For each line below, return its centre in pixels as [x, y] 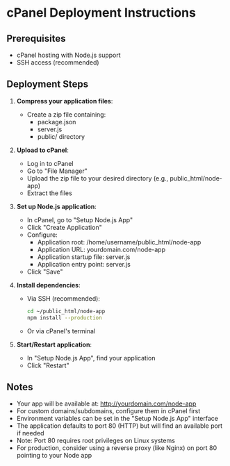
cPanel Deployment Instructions [101, 13]
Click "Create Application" [64, 227]
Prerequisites [36, 39]
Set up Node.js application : [56, 206]
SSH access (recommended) [58, 63]
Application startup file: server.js [84, 257]
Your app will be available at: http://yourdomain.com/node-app [106, 403]
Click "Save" [45, 272]
